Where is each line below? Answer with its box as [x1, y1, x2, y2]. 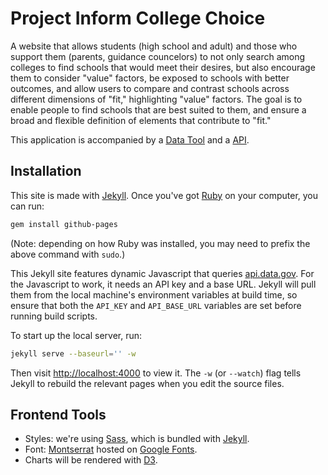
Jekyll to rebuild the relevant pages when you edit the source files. [10, 377, 285, 389]
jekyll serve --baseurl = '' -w [10, 348, 137, 359]
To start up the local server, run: [10, 329, 143, 341]
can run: [10, 200, 45, 212]
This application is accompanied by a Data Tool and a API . [10, 133, 250, 146]
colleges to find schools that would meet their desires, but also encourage [10, 61, 316, 73]
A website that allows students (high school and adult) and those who [10, 40, 298, 52]
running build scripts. [10, 310, 98, 322]
